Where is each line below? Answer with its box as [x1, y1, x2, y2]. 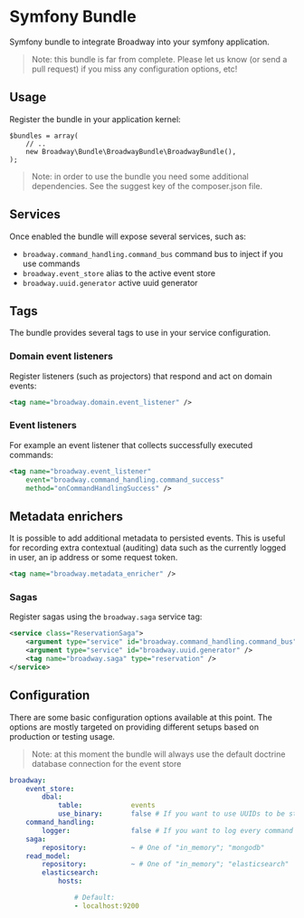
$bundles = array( [9, 131, 79, 140]
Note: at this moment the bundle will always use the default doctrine [31, 749, 286, 760]
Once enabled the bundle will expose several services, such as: [9, 231, 247, 242]
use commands [22, 258, 81, 269]
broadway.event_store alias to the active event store [22, 267, 215, 278]
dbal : [42, 792, 63, 802]
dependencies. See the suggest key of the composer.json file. [31, 180, 263, 191]
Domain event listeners [9, 350, 113, 363]
